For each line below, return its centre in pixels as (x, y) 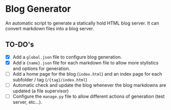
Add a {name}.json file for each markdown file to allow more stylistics (86, 62)
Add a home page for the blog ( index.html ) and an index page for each (87, 74)
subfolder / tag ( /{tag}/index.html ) (50, 79)
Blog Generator (38, 9)
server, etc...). (27, 102)
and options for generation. (41, 68)
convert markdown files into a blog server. (50, 28)
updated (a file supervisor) (41, 91)
